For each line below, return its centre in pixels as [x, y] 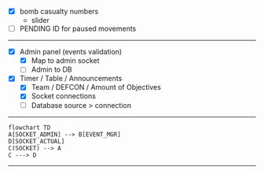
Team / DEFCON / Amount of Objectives [96, 87]
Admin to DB [51, 69]
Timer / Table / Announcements [71, 79]
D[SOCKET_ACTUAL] [37, 141]
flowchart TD [29, 128]
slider [40, 20]
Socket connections [64, 96]
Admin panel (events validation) [71, 52]
